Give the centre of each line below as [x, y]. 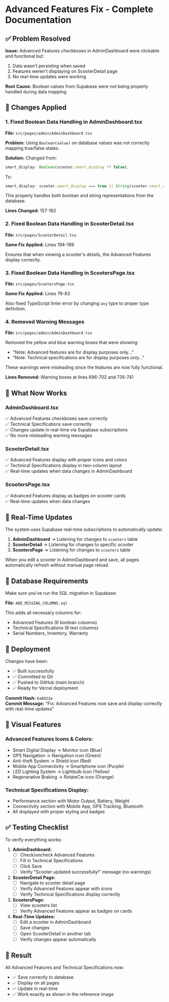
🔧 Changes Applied [36, 108]
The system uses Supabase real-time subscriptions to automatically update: [84, 530]
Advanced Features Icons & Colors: [49, 739]
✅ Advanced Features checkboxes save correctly [57, 419]
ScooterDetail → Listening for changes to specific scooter [73, 545]
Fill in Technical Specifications [51, 860]
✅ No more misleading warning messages [49, 435]
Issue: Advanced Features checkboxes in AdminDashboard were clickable [82, 51]
